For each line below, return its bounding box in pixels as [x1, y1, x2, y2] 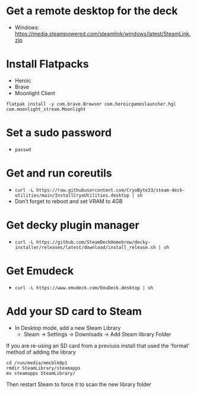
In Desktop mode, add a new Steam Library [14, 324, 121, 331]
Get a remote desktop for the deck [6, 4, 178, 18]
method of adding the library [6, 348, 76, 355]
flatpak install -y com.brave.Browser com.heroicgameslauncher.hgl [6, 101, 177, 107]
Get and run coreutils [6, 166, 113, 179]
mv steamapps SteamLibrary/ [6, 370, 76, 376]
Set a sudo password [6, 126, 112, 140]
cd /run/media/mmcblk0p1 [6, 360, 68, 366]
